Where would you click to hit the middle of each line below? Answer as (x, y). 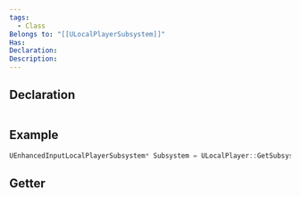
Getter (28, 183)
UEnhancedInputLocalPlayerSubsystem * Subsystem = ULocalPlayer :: (133, 156)
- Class (32, 26)
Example (34, 135)
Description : (33, 59)
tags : (19, 17)
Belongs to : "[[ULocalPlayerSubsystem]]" (87, 34)
